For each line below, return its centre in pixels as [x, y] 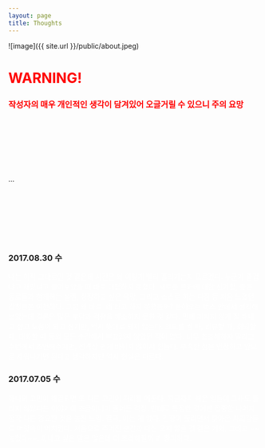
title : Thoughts [35, 23]
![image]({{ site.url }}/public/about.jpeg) [74, 45]
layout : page [30, 16]
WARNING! [45, 78]
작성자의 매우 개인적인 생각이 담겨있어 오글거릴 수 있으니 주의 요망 [126, 104]
